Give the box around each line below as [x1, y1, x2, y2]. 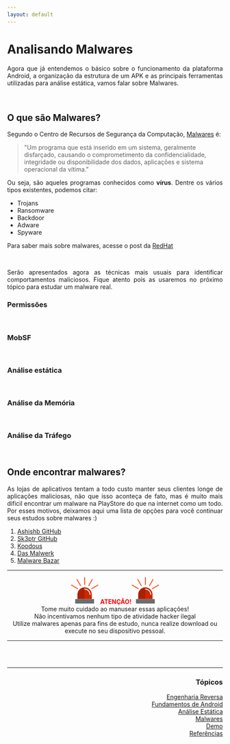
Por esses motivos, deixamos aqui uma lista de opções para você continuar [7, 507, 223, 515]
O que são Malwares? [7, 112, 101, 124]
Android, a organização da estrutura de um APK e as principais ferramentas [7, 71, 223, 80]
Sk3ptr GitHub [16, 534, 58, 542]
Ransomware [16, 207, 55, 215]
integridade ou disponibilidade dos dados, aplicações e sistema [23, 158, 204, 166]
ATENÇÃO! [100, 597, 132, 605]
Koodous [16, 542, 43, 550]
